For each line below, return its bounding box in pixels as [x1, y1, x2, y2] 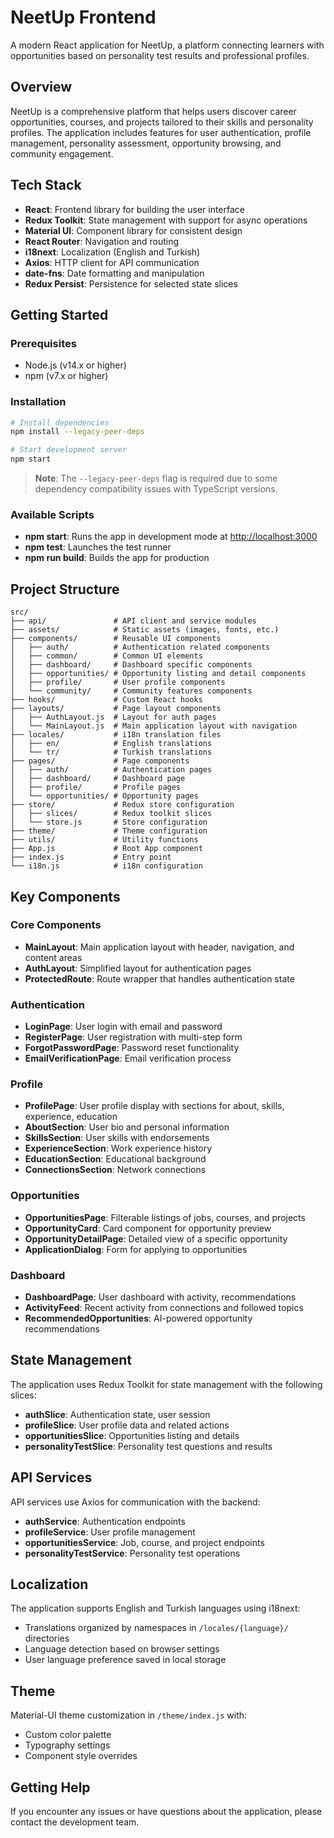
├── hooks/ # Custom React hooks [10, 695, 203, 705]
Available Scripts [10, 507, 95, 521]
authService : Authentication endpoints [24, 1515, 186, 1527]
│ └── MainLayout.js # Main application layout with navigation [10, 721, 298, 731]
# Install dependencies [10, 417, 110, 428]
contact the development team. [10, 1816, 140, 1828]
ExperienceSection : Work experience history [24, 1142, 213, 1155]
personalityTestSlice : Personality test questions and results [24, 1440, 273, 1452]
